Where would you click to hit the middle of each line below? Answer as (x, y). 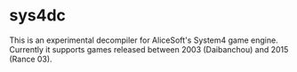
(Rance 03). (31, 59)
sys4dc (38, 16)
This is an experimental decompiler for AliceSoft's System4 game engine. (144, 40)
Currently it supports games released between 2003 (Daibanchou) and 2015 (149, 49)
